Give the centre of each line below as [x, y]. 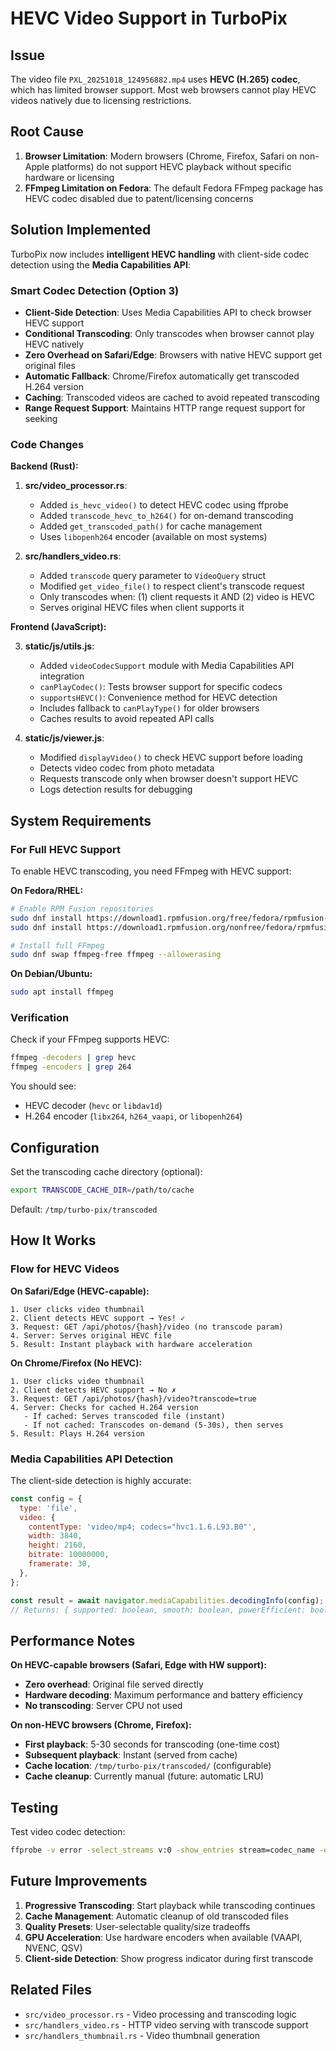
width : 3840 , [55, 1536]
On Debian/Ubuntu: [51, 974]
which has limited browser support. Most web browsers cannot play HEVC [163, 90]
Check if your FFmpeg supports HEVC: [90, 1039]
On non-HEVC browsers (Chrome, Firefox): [101, 1725]
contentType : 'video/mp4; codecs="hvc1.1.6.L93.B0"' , [142, 1527]
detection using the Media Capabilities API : [100, 264]
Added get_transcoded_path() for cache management [151, 526]
